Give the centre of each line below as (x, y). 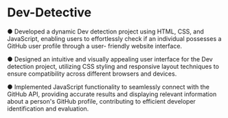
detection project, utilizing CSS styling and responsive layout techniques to (113, 66)
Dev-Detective (49, 13)
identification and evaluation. (48, 108)
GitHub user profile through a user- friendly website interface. (95, 46)
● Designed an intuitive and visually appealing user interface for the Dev (110, 59)
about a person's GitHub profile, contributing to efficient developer (101, 101)
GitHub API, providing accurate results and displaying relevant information (112, 94)
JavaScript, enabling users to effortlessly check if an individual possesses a (114, 38)
